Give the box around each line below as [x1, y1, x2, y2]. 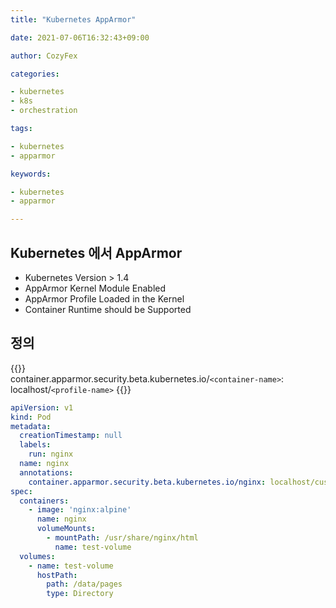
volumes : [19, 551, 56, 561]
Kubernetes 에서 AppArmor [10, 244, 183, 261]
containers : [19, 496, 70, 506]
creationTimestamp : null [19, 431, 123, 441]
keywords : [10, 169, 52, 179]
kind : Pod [10, 412, 52, 422]
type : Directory [46, 589, 114, 599]
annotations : [19, 467, 74, 478]
